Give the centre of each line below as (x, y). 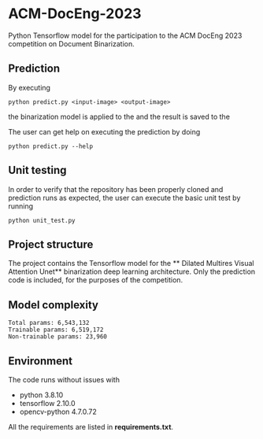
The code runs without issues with (64, 380)
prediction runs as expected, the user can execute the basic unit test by (124, 197)
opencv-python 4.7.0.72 (58, 411)
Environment (41, 361)
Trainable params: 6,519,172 (56, 330)
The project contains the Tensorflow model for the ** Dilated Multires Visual (131, 264)
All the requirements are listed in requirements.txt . (91, 427)
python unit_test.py (42, 220)
